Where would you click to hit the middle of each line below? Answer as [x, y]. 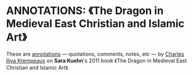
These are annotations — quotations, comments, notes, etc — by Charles [95, 54]
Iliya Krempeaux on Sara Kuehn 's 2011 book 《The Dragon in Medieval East [97, 60]
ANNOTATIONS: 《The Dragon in [85, 11]
